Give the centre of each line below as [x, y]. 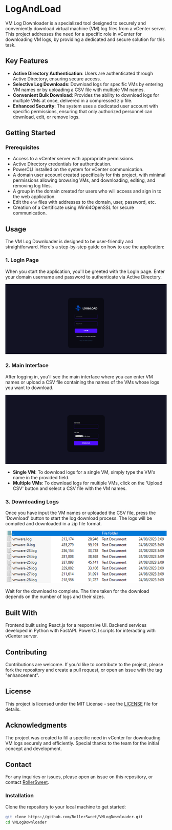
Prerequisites [22, 147]
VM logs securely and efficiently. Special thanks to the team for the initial [82, 743]
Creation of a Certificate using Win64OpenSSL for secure [73, 207]
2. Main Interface [27, 366]
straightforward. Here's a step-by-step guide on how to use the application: [85, 247]
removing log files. [32, 186]
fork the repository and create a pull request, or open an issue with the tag [84, 670]
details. [13, 709]
